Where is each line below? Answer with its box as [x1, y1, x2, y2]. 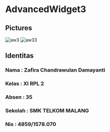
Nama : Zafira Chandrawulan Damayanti [5, 67, 105, 74]
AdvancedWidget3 [5, 4, 87, 15]
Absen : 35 [5, 94, 33, 101]
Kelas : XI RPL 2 [5, 80, 44, 87]
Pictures [5, 24, 32, 32]
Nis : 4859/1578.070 [5, 121, 57, 127]
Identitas [5, 51, 34, 60]
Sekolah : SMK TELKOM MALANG [5, 107, 89, 114]
